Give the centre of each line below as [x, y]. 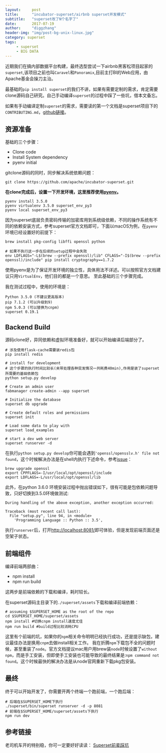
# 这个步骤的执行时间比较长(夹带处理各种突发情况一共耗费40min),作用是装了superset [82, 369]
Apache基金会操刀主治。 [30, 78]
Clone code [24, 152]
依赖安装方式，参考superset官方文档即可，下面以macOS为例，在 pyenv [85, 226]
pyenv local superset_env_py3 [36, 210]
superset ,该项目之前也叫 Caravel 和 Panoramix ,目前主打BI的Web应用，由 [77, 72]
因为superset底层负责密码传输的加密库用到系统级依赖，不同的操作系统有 [79, 220]
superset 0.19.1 [22, 312]
